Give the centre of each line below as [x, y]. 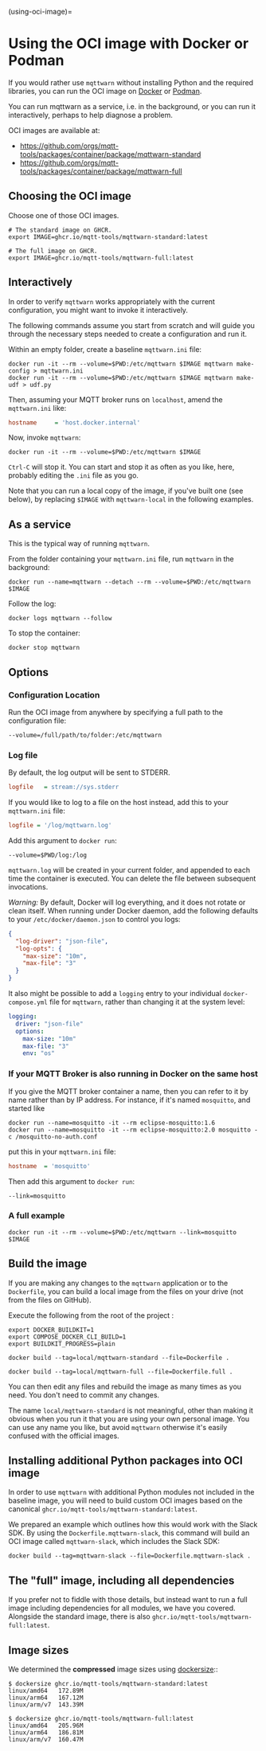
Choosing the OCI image [70, 196]
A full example [37, 1216]
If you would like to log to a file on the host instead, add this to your [119, 803]
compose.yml [28, 1003]
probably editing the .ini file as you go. [74, 475]
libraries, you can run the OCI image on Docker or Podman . [105, 91]
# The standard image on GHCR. [60, 230]
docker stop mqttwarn [44, 648]
